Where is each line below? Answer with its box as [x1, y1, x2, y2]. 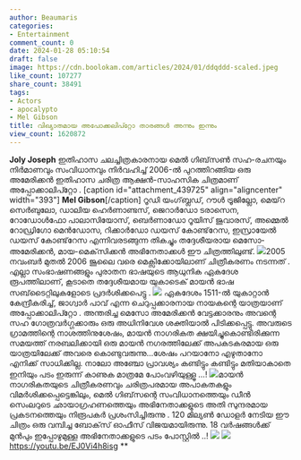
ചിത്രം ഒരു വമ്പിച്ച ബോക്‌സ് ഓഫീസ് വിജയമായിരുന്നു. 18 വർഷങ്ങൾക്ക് [9, 419, 271, 430]
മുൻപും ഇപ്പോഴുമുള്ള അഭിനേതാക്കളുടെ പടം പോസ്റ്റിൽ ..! [9, 430, 209, 441]
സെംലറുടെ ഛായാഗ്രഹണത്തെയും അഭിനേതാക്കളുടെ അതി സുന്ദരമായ [9, 399, 268, 410]
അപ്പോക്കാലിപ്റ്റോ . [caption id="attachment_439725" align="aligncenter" [9, 184, 283, 195]
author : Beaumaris [9, 13, 78, 22]
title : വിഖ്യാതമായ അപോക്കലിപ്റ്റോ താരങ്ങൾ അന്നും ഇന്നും [9, 122, 218, 131]
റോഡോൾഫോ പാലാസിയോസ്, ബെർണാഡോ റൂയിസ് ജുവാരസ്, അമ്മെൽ [9, 214, 288, 225]
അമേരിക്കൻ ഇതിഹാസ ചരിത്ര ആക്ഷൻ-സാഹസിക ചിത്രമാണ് [9, 174, 239, 184]
